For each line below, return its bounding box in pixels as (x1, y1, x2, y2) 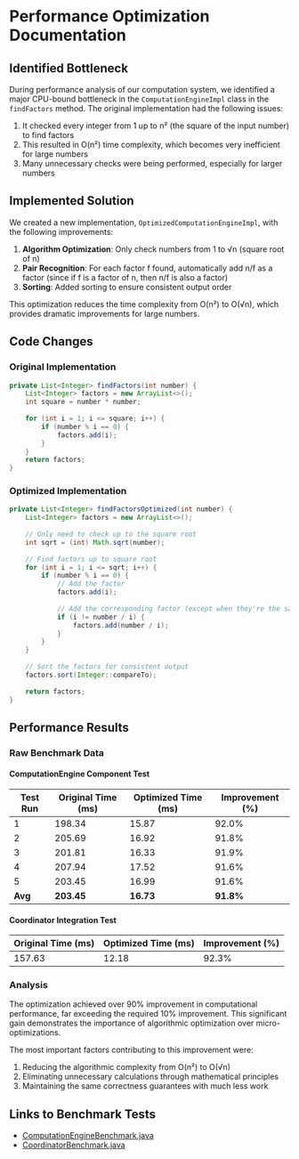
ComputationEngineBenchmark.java (21, 1131, 154, 1141)
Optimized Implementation (9, 485, 127, 498)
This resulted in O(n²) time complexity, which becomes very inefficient (21, 140, 280, 150)
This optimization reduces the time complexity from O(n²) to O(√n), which (9, 298, 279, 309)
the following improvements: (9, 226, 114, 237)
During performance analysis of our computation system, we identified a (9, 85, 276, 94)
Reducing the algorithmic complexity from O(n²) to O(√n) (21, 1062, 231, 1073)
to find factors (21, 130, 75, 140)
